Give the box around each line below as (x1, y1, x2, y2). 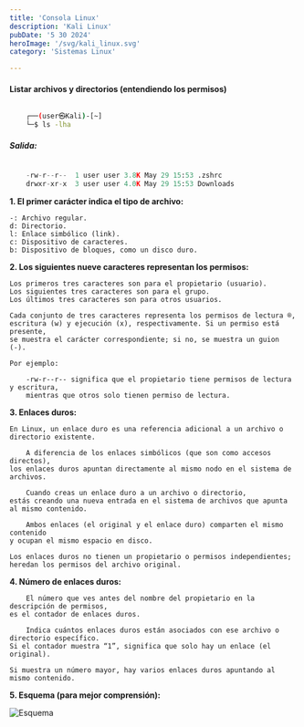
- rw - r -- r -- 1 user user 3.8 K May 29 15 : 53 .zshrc (26, 171, 223, 181)
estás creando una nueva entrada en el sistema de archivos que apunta (9, 496, 288, 505)
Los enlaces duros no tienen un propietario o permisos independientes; (9, 552, 292, 561)
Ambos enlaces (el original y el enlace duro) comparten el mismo (26, 520, 284, 529)
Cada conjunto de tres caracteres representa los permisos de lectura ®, (9, 311, 297, 320)
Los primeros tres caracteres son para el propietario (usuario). (9, 279, 267, 288)
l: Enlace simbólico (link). (9, 229, 121, 238)
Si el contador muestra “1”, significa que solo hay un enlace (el (9, 641, 272, 650)
